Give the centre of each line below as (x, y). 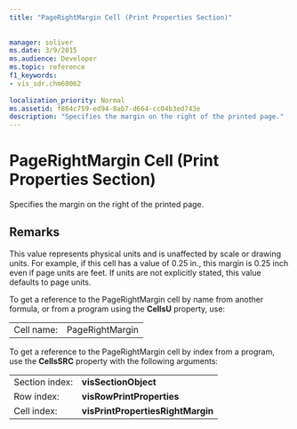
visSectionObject (119, 382)
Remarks (35, 232)
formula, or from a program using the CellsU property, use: (117, 309)
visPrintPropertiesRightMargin (148, 410)
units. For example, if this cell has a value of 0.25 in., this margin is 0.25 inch (149, 263)
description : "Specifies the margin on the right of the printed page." (147, 117)
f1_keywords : (33, 76)
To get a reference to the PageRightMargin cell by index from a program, (142, 352)
